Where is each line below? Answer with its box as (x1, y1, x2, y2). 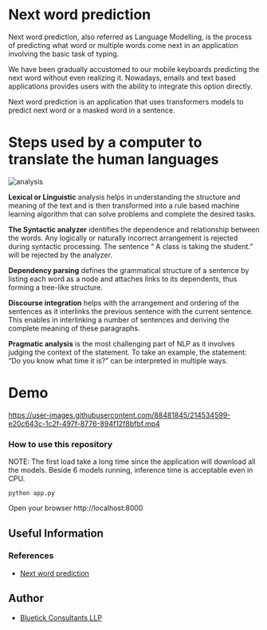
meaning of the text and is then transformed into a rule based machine (8, 200, 240, 210)
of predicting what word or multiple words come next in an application (8, 40, 238, 50)
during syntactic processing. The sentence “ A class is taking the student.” (8, 241, 253, 251)
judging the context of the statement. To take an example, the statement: (8, 347, 247, 357)
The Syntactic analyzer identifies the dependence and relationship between (8, 224, 260, 234)
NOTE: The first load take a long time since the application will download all (8, 457, 256, 466)
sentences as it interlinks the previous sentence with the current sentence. (8, 306, 253, 316)
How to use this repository (8, 438, 113, 450)
